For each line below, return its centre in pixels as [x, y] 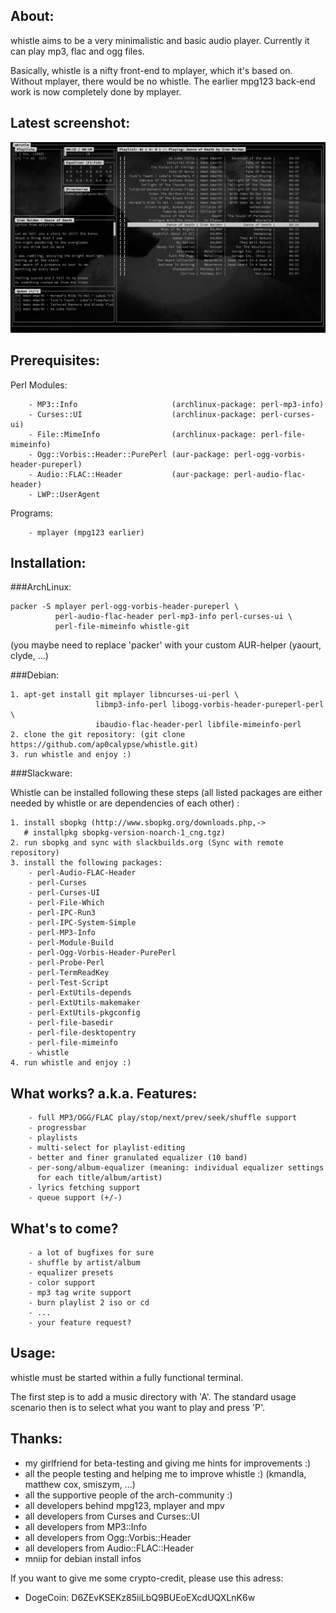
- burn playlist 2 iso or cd [89, 1303]
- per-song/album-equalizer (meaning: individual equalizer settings [176, 1168]
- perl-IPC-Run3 [62, 913]
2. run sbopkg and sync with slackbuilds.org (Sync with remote [147, 843]
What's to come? [64, 1228]
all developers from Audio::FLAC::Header [109, 1548]
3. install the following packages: [86, 863]
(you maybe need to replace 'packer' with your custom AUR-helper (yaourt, [166, 645]
